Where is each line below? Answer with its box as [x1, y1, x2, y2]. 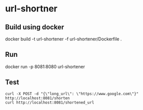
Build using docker [5, 23, 65, 31]
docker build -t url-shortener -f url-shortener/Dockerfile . [5, 36, 122, 42]
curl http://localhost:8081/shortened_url [5, 100, 94, 105]
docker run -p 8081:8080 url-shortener [5, 63, 85, 70]
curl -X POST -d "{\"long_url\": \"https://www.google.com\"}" [5, 91, 139, 96]
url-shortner [5, 3, 58, 14]
